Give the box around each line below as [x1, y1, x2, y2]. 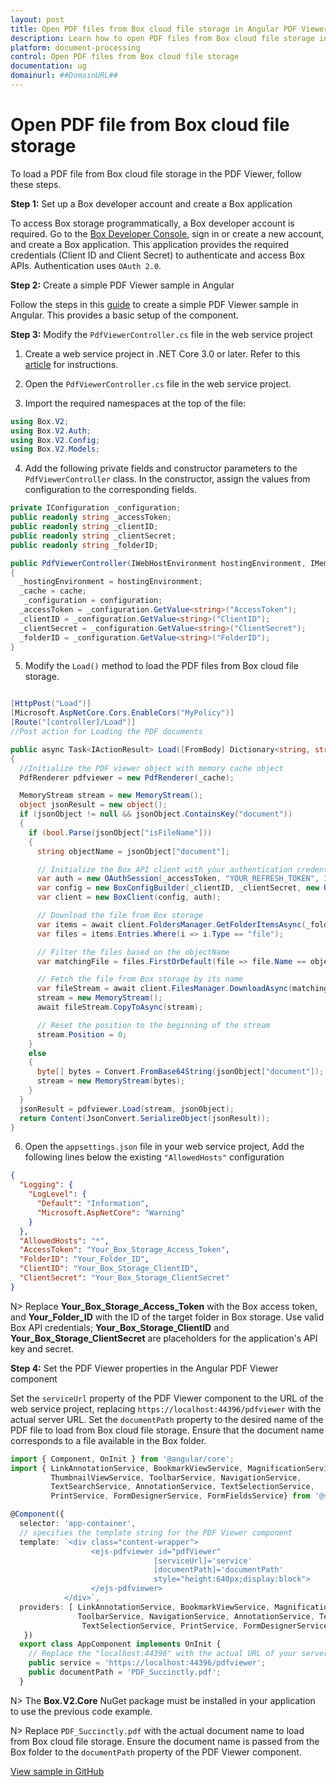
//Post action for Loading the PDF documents [10, 727, 203, 737]
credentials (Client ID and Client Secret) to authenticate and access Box [10, 249, 306, 261]
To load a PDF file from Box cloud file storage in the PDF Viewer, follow [10, 167, 303, 180]
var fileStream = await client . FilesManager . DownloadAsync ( [36, 984, 293, 994]
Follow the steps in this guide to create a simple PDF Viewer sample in [10, 298, 299, 310]
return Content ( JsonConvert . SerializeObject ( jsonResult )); [19, 1113, 271, 1123]
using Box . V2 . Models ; [10, 444, 101, 455]
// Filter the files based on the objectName [36, 947, 230, 957]
